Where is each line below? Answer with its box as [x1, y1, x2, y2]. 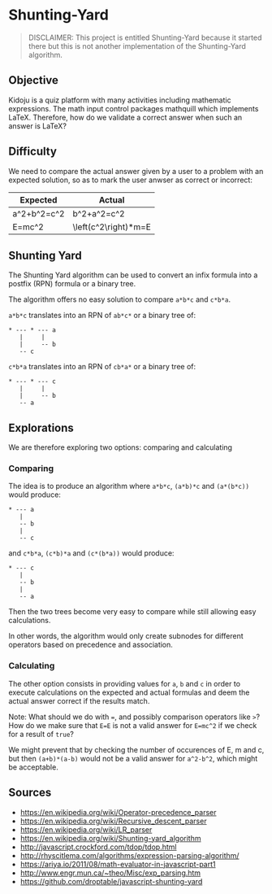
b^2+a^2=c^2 [72, 207, 125, 219]
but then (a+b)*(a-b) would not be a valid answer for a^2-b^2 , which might [8, 753, 258, 763]
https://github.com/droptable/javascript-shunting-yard [19, 876, 203, 886]
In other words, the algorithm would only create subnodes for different [8, 631, 244, 641]
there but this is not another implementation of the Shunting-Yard [28, 41, 246, 50]
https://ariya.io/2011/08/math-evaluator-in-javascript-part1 [19, 859, 216, 869]
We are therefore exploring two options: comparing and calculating [8, 443, 233, 452]
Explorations [8, 421, 75, 434]
